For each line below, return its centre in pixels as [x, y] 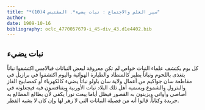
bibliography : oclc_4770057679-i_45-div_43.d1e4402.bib [79, 29]
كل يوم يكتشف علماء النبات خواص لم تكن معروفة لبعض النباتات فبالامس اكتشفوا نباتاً [103, 68]
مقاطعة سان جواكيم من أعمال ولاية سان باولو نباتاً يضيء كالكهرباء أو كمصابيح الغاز [100, 81]
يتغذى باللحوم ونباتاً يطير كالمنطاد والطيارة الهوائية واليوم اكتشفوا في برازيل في [96, 75]
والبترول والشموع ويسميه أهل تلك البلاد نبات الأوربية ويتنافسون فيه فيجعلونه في [96, 88]
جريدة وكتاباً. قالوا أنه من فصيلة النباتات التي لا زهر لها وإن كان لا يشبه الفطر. [93, 100]
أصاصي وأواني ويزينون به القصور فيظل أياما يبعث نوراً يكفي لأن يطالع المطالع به [97, 94]
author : [17, 18]
